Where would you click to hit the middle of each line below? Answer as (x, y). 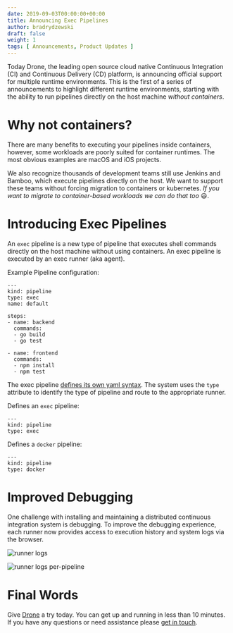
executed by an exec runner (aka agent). (66, 259)
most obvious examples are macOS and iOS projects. (84, 159)
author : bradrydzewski (40, 27)
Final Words (43, 595)
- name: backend (31, 322)
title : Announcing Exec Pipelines (58, 20)
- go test (28, 340)
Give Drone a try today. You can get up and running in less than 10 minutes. (116, 615)
